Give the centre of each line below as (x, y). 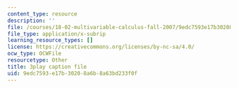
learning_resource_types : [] (50, 40)
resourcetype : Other (38, 60)
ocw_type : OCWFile (34, 54)
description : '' (31, 21)
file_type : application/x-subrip (57, 34)
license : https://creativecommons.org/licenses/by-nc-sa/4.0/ (101, 47)
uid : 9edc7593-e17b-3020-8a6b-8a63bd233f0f (73, 73)
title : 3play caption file (47, 67)
